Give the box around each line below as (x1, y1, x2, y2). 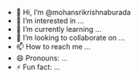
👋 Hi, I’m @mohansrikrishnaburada (15, 8, 131, 17)
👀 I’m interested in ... (15, 16, 84, 25)
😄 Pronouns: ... (15, 53, 68, 63)
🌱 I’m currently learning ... (15, 25, 102, 33)
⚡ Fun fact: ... (15, 62, 60, 72)
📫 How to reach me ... (15, 42, 91, 51)
